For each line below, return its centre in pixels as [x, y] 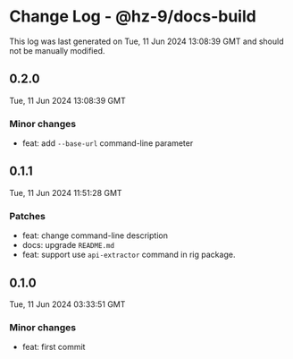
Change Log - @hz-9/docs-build [133, 17]
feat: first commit [54, 347]
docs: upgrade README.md [68, 245]
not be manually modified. [57, 50]
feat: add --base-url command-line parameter [108, 143]
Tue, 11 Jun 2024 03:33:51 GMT [67, 304]
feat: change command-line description [95, 235]
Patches [28, 216]
